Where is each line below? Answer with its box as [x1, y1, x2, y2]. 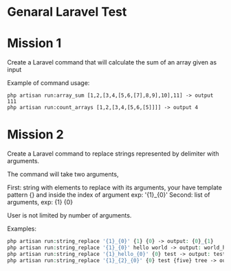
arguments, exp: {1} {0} [7, 198, 74, 207]
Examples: [7, 224, 36, 233]
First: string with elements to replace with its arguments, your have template [7, 183, 222, 192]
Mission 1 [7, 36, 62, 51]
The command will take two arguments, [7, 170, 119, 178]
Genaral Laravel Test [7, 4, 127, 20]
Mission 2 [7, 127, 64, 143]
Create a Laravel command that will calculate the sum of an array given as [7, 58, 217, 67]
